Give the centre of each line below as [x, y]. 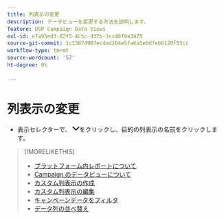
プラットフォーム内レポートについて [85, 166]
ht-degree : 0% [27, 65]
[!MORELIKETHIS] [49, 151]
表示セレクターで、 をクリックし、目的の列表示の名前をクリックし [114, 129]
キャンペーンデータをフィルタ [76, 200]
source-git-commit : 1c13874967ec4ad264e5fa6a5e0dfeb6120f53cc [98, 43]
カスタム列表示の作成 [64, 183]
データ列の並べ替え [61, 208]
